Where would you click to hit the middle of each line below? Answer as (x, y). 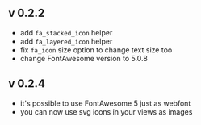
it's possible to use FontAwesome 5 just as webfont (105, 103)
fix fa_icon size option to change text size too (96, 50)
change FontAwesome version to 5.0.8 (84, 58)
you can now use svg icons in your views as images (106, 111)
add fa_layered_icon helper (66, 41)
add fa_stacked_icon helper (66, 32)
